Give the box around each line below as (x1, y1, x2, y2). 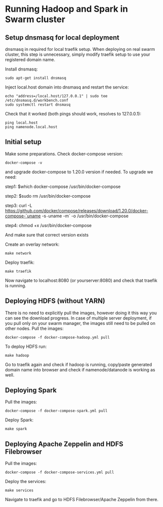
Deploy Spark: (5, 417, 34, 423)
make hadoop (5, 353, 29, 358)
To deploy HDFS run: (5, 344, 47, 349)
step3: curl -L (5, 202, 33, 208)
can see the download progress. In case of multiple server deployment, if (5, 315, 152, 321)
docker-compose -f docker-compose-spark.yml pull (5, 409, 108, 414)
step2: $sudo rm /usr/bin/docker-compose (5, 193, 91, 199)
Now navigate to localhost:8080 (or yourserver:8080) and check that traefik (5, 277, 158, 283)
